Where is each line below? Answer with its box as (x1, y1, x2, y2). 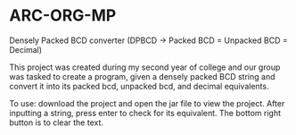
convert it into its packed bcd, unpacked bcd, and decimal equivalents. (9, 80, 269, 91)
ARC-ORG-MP (9, 5, 117, 26)
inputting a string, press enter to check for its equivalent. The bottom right (9, 107, 282, 118)
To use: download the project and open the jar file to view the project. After (9, 97, 285, 108)
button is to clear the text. (9, 117, 104, 128)
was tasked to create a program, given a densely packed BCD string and (9, 71, 275, 81)
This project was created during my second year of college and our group (9, 62, 281, 72)
